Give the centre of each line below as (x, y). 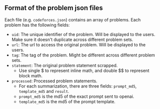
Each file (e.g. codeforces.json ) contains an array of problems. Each (73, 19)
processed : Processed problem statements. (54, 81)
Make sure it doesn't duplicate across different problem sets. (72, 39)
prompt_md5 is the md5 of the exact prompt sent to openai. (76, 96)
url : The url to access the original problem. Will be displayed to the (79, 45)
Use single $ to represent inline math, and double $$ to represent (84, 71)
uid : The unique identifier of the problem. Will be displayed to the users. (83, 34)
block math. (31, 75)
